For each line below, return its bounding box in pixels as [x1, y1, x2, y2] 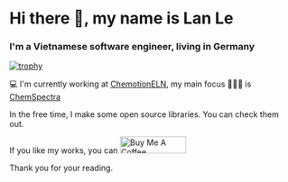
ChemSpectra [9, 92, 61, 103]
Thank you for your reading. [9, 162, 114, 174]
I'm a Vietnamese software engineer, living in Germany [9, 41, 255, 53]
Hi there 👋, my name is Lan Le [9, 8, 234, 29]
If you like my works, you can [9, 145, 118, 156]
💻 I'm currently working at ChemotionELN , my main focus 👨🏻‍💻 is [9, 78, 252, 89]
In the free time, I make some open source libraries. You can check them [9, 109, 280, 120]
